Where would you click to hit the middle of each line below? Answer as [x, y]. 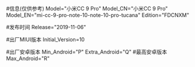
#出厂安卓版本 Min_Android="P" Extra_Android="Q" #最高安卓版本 [87, 52]
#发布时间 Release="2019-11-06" [46, 27]
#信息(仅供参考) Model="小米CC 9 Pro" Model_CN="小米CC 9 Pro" [87, 8]
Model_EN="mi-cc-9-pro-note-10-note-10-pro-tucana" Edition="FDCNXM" [98, 15]
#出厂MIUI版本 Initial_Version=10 [45, 39]
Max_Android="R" [28, 58]
